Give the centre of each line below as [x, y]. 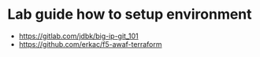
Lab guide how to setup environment [130, 14]
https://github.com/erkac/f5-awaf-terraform [90, 44]
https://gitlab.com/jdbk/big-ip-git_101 [78, 36]
